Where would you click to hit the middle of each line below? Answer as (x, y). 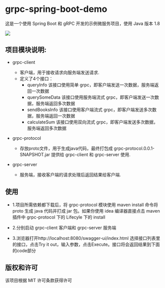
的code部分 (24, 250)
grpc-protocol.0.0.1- (134, 148)
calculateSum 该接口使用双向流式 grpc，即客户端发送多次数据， (92, 122)
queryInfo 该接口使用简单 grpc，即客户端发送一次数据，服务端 (91, 85)
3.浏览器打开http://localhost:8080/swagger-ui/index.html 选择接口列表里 (86, 238)
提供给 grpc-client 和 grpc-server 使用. (91, 154)
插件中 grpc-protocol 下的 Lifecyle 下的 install (59, 217)
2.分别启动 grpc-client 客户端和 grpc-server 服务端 (64, 228)
